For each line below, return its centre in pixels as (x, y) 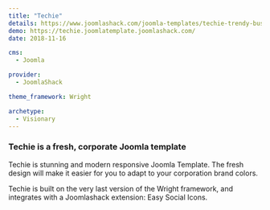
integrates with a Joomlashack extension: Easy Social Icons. (108, 197)
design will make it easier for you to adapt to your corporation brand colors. (133, 173)
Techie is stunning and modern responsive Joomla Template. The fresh (126, 164)
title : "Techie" (35, 16)
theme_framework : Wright (50, 97)
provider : (25, 75)
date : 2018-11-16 (37, 38)
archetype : (27, 111)
